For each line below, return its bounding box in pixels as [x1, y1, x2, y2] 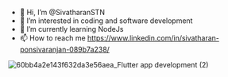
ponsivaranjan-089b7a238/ [19, 44, 110, 54]
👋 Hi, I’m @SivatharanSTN [19, 8, 106, 17]
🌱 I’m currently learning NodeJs [19, 25, 124, 33]
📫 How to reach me [19, 33, 86, 43]
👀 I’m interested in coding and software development [19, 16, 193, 25]
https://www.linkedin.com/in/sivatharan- [87, 33, 220, 43]
